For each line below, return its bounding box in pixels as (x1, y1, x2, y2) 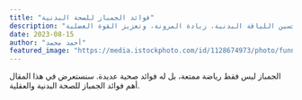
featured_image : (9, 46, 70, 55)
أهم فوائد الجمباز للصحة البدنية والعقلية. (9, 80, 140, 91)
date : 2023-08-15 (9, 29, 75, 38)
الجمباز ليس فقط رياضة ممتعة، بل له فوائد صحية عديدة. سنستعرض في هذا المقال (9, 71, 281, 81)
